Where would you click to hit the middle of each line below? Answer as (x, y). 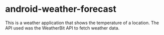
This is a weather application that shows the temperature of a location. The (82, 23)
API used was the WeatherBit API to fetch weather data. (62, 28)
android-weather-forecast (61, 9)
